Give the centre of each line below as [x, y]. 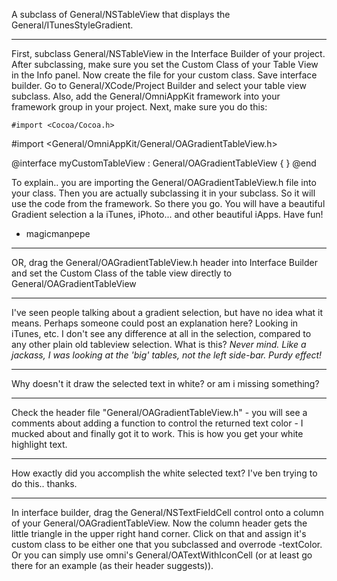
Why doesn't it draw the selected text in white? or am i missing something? [165, 383]
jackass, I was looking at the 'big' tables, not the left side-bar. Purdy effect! [167, 355]
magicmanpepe [58, 233]
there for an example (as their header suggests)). [112, 565]
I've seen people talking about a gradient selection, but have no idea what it [167, 312]
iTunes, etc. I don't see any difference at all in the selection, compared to [161, 333]
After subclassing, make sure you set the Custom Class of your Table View [165, 64]
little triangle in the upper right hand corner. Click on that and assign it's [159, 533]
